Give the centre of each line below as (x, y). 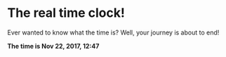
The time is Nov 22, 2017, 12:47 (53, 46)
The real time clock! (66, 13)
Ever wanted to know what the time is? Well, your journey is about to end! (113, 32)
